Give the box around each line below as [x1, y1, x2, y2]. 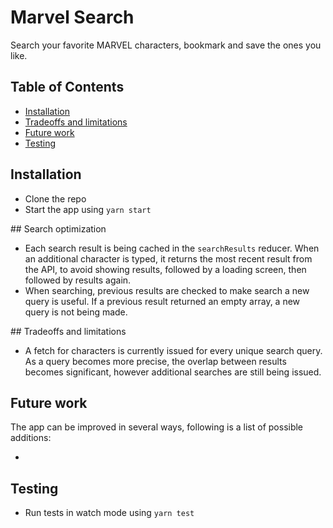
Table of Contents [10, 79, 125, 96]
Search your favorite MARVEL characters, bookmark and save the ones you [10, 39, 322, 51]
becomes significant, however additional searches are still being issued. [24, 366, 322, 378]
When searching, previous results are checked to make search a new [24, 284, 310, 296]
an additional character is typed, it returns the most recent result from [24, 252, 313, 265]
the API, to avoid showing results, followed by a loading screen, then [24, 263, 307, 275]
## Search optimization [10, 222, 107, 235]
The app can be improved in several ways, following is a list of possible [10, 421, 304, 433]
